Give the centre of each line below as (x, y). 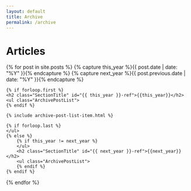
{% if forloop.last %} (34, 126)
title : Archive (25, 17)
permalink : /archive (31, 22)
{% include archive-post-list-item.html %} (60, 116)
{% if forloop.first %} (35, 90)
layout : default (26, 11)
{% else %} (19, 136)
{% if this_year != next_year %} (57, 141)
